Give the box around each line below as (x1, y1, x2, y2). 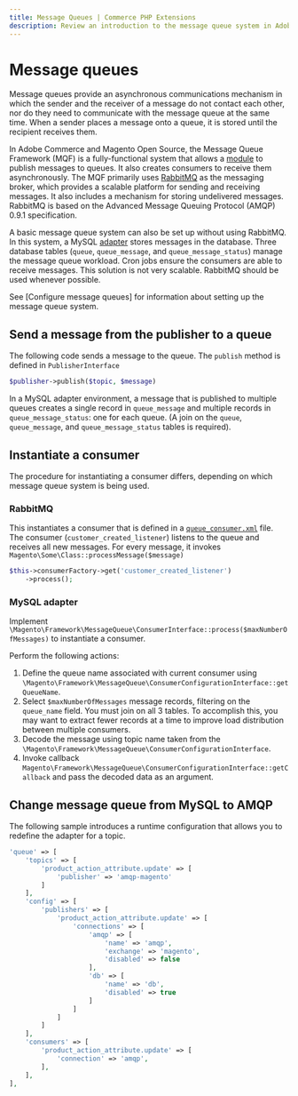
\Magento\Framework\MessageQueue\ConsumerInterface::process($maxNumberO (9, 626, 288, 635)
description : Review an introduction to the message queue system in (9, 21, 272, 30)
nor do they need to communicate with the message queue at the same (9, 108, 271, 118)
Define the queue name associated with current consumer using (21, 668, 257, 678)
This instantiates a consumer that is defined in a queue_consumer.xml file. (9, 523, 273, 533)
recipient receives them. (9, 126, 98, 138)
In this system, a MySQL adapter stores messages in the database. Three (9, 236, 277, 247)
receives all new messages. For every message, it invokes (9, 541, 222, 552)
